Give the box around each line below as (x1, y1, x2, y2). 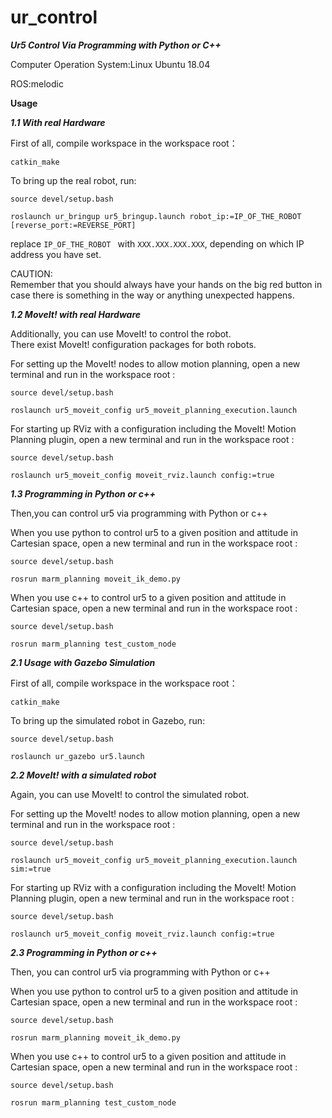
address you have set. (10, 248, 102, 260)
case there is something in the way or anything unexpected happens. (10, 289, 295, 301)
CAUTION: (10, 267, 53, 280)
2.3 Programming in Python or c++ (10, 946, 158, 958)
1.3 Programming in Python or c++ (10, 487, 157, 500)
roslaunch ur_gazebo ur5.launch (10, 751, 145, 761)
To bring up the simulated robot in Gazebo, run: (10, 714, 206, 726)
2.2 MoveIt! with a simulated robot (10, 769, 157, 781)
